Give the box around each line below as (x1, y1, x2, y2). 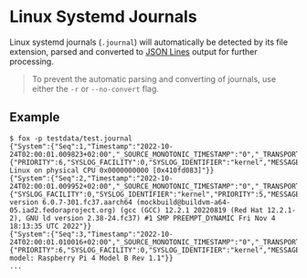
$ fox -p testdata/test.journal (9, 134, 132, 143)
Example (9, 109, 60, 125)
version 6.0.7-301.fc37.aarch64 (9, 198, 132, 207)
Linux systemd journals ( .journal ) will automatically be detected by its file (9, 36, 289, 47)
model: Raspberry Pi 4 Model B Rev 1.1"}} (9, 253, 174, 263)
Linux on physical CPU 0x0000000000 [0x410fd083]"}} (9, 166, 215, 175)
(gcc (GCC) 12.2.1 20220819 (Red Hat (120, 205, 263, 215)
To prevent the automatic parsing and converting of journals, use (31, 73, 277, 84)
